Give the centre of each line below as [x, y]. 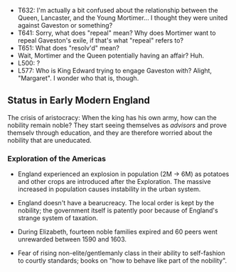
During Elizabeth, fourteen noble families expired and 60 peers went [118, 232]
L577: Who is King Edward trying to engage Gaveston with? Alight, [114, 71]
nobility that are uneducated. [50, 140]
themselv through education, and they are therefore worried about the [110, 132]
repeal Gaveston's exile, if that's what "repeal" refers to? [100, 40]
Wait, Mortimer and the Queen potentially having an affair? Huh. [111, 55]
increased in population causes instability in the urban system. [109, 189]
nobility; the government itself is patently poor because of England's [118, 211]
